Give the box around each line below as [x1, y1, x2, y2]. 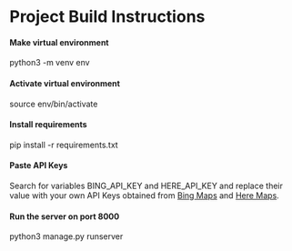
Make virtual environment [9, 36, 109, 47]
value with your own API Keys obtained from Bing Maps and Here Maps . [9, 190, 279, 201]
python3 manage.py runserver [9, 231, 124, 242]
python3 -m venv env [9, 57, 90, 68]
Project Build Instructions [9, 6, 206, 27]
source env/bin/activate [9, 98, 98, 109]
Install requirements [9, 119, 88, 130]
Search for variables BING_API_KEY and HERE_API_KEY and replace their [9, 180, 284, 191]
